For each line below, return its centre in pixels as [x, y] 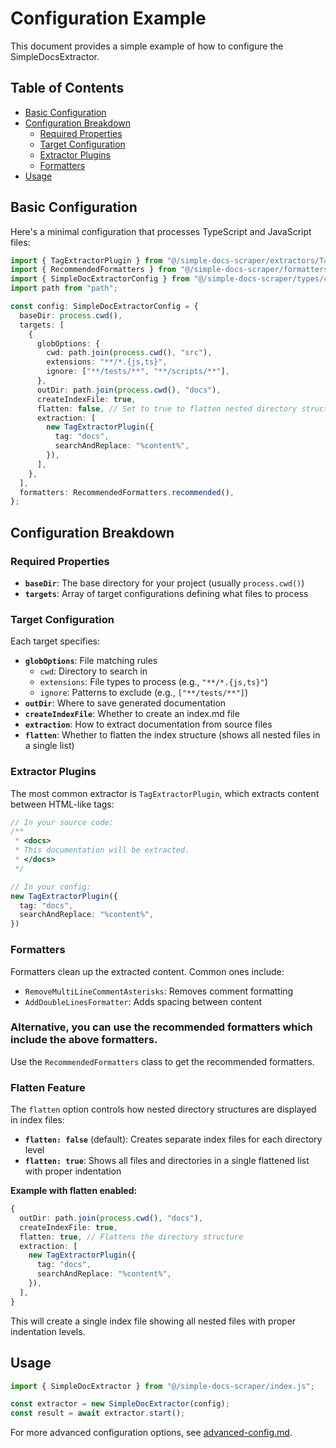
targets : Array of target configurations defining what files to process [166, 593]
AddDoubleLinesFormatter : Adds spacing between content [143, 1001]
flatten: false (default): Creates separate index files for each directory [173, 1139]
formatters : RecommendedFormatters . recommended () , [127, 492]
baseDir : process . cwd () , [71, 315]
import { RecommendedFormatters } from [93, 270]
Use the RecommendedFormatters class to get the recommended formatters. [162, 1061]
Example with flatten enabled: [74, 1191]
